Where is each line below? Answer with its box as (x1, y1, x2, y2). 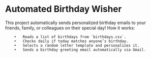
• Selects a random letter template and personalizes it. (14, 43, 140, 48)
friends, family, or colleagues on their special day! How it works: (5, 25, 135, 30)
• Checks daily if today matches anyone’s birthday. (14, 38, 129, 44)
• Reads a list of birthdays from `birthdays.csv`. (14, 34, 126, 39)
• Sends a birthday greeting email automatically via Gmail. (14, 47, 147, 52)
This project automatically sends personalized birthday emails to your (5, 20, 146, 26)
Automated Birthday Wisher (5, 3, 122, 15)
